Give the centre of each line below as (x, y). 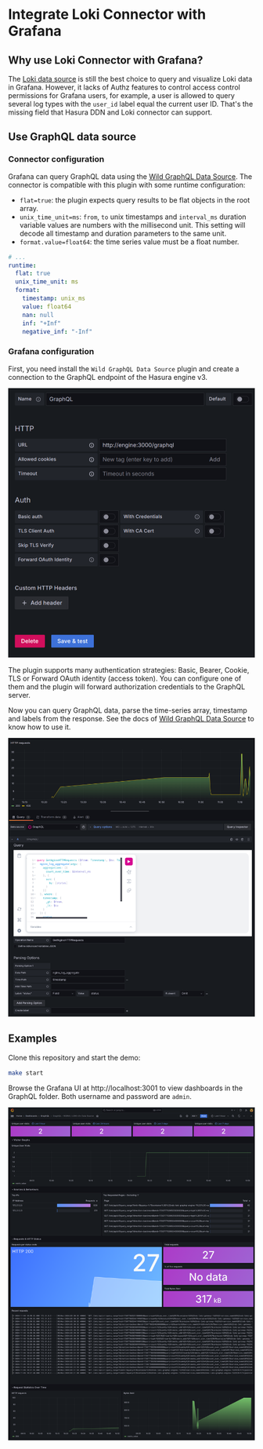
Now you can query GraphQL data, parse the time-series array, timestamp (128, 710)
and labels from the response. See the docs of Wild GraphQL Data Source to (131, 719)
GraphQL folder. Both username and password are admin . (100, 1096)
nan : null (38, 315)
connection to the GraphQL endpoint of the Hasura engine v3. (108, 377)
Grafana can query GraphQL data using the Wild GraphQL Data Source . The (130, 176)
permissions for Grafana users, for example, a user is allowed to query (121, 95)
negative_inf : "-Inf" (57, 331)
